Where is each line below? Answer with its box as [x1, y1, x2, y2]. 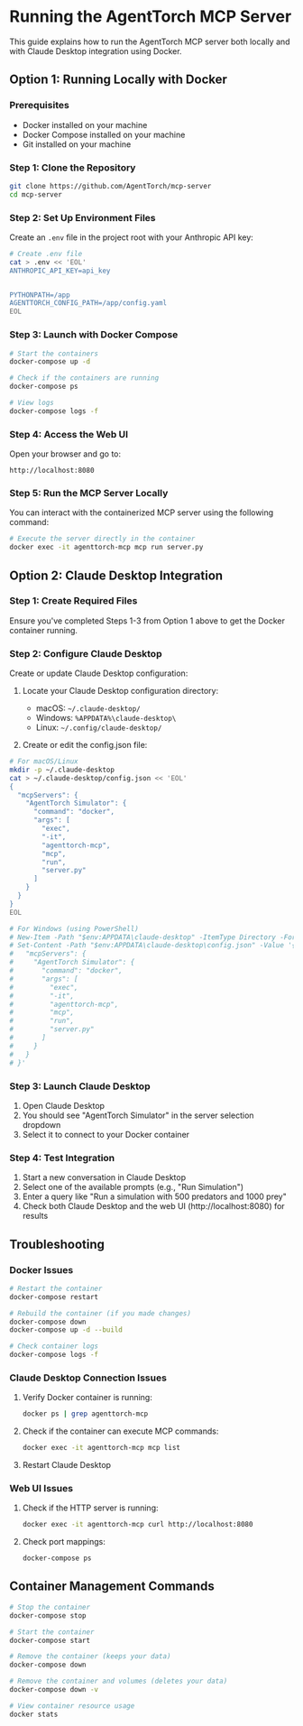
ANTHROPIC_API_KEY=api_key [9, 266, 111, 275]
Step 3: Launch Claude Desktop [9, 1080, 151, 1093]
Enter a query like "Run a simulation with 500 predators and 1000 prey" [22, 1191, 287, 1202]
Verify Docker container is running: [22, 1392, 153, 1403]
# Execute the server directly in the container [9, 534, 196, 543]
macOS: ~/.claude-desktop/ [35, 703, 142, 714]
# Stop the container [9, 1602, 91, 1611]
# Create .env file [9, 249, 83, 258]
